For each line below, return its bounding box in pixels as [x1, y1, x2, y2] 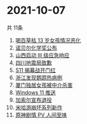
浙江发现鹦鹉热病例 [15, 74, 63, 81]
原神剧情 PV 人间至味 [15, 111, 67, 118]
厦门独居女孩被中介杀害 [15, 81, 73, 88]
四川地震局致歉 [15, 59, 52, 66]
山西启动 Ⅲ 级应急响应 [15, 51, 70, 58]
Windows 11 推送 [15, 89, 56, 96]
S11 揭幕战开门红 [15, 66, 56, 73]
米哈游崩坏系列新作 [15, 104, 63, 111]
